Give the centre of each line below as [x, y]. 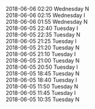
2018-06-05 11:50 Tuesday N [42, 86]
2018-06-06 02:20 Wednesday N [47, 9]
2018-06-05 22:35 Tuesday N [43, 35]
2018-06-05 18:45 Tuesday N [43, 73]
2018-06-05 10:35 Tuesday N [43, 99]
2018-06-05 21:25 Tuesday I [41, 41]
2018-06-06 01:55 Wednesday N [47, 22]
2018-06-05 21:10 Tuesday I [41, 54]
